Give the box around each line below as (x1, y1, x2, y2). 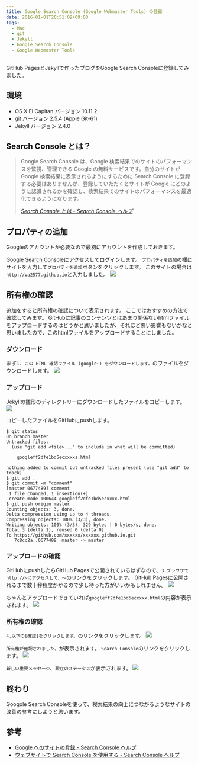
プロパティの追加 (6, 226, 68, 237)
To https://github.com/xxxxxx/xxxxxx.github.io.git (6, 532, 136, 538)
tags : (6, 20, 20, 25)
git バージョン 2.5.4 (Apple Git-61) (14, 115, 98, 122)
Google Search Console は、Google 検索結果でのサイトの (20, 158, 161, 165)
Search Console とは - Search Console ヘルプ (20, 208, 133, 215)
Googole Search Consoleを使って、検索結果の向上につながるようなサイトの (6, 701, 191, 708)
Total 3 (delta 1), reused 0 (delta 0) (6, 527, 105, 533)
